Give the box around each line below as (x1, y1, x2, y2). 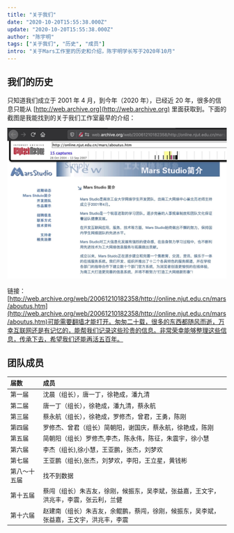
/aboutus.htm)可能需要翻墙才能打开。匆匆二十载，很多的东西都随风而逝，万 (7, 317, 225, 326)
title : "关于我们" (7, 11, 57, 18)
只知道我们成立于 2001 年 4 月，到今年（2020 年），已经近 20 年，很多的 (7, 96, 216, 104)
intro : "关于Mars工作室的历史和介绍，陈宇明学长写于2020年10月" (7, 48, 175, 55)
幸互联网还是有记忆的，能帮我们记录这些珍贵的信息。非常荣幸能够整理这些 (7, 326, 221, 334)
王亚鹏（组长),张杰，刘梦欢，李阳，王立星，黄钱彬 (42, 456, 188, 464)
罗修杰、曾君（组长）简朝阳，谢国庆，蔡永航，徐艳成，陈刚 (42, 423, 214, 431)
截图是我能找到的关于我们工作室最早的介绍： (7, 113, 136, 122)
